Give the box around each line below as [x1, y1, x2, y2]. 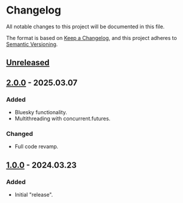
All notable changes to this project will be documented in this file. [6, 23, 165, 30]
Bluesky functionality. [14, 109, 67, 116]
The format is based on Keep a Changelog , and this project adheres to [6, 34, 177, 41]
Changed [6, 129, 34, 138]
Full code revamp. [14, 143, 59, 150]
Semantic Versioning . [6, 41, 58, 48]
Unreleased [6, 58, 50, 68]
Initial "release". [14, 191, 53, 198]
